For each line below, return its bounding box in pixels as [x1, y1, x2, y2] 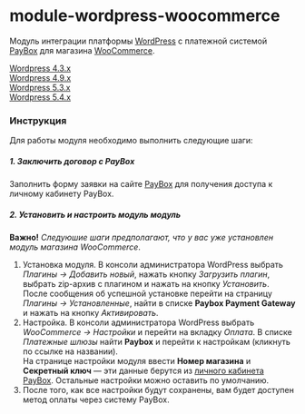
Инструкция [9, 114, 67, 127]
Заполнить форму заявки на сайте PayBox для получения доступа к [9, 179, 273, 190]
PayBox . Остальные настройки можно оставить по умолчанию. [22, 375, 270, 386]
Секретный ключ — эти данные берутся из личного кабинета [22, 365, 265, 377]
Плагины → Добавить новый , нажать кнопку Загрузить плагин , [22, 269, 271, 280]
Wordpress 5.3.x [9, 82, 71, 93]
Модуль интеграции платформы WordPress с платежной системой [9, 35, 268, 46]
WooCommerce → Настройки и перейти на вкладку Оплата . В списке [22, 327, 292, 338]
